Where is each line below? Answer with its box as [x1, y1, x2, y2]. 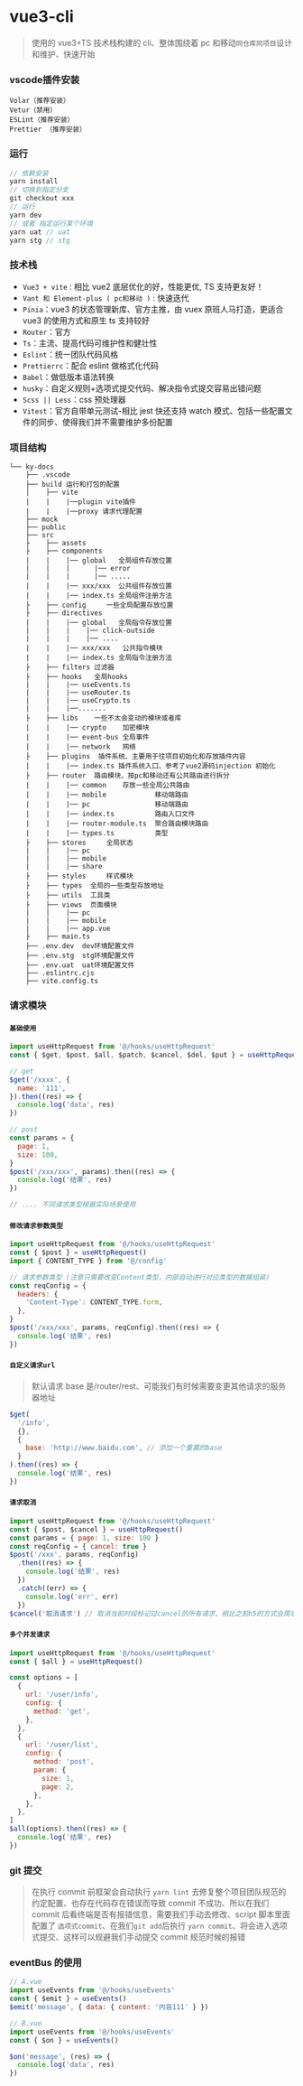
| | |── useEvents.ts [25, 680, 131, 689]
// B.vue [9, 2018, 42, 2028]
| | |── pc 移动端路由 [25, 800, 189, 809]
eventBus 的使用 [9, 1957, 83, 1970]
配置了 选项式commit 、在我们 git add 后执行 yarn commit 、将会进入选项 [31, 1921, 289, 1932]
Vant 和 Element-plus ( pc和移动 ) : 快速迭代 [22, 292, 189, 303]
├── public [25, 523, 67, 532]
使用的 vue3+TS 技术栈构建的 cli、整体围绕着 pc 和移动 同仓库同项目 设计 [31, 37, 293, 48]
